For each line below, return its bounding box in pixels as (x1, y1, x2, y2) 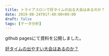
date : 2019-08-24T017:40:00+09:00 (5, 12, 76, 17)
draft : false (5, 16, 32, 21)
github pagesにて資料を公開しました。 (5, 35, 84, 41)
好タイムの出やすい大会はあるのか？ (5, 46, 79, 52)
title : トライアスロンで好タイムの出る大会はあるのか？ (5, 7, 105, 12)
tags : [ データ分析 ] (5, 21, 41, 26)
